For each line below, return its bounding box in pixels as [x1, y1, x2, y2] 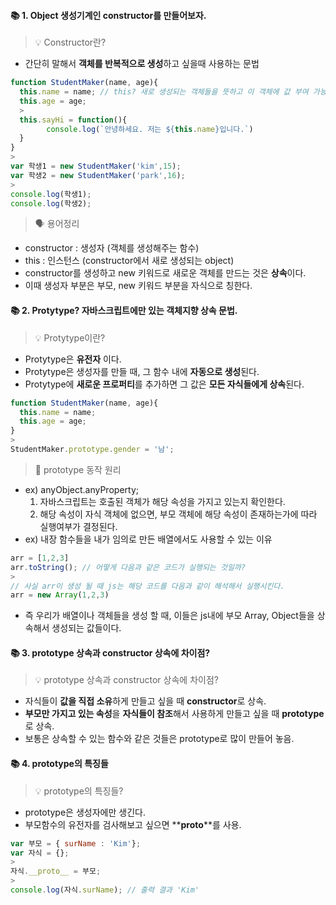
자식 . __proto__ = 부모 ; [10, 866, 102, 877]
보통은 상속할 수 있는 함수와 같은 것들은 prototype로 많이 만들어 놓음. [24, 733, 295, 745]
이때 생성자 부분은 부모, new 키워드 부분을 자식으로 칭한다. [24, 280, 253, 292]
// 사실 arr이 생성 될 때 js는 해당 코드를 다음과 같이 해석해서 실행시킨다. [10, 581, 285, 591]
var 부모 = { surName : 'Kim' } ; [10, 838, 142, 849]
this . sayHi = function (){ [19, 115, 128, 125]
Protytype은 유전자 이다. [24, 353, 122, 365]
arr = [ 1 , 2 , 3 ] [10, 553, 70, 563]
